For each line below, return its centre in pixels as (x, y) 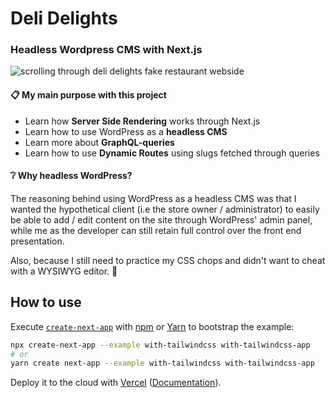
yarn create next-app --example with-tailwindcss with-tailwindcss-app (162, 363)
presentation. (37, 241)
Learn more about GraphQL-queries (99, 142)
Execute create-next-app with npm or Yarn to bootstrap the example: (152, 326)
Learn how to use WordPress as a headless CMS (126, 131)
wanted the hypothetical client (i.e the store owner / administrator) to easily (165, 209)
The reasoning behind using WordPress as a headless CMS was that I (153, 198)
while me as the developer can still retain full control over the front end (156, 230)
